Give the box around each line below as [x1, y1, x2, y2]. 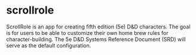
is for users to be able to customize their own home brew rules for [6, 29, 169, 36]
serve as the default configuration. [6, 42, 91, 49]
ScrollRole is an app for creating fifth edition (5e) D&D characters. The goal [6, 23, 191, 30]
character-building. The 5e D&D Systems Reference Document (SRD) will [6, 35, 186, 43]
